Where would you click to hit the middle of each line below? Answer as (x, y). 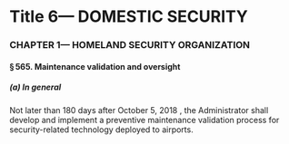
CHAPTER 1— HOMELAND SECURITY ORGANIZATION (130, 45)
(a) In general (35, 87)
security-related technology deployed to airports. (101, 130)
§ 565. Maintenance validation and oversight (95, 66)
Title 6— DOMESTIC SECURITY (129, 17)
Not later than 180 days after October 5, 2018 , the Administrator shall (139, 110)
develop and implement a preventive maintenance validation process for (144, 120)
